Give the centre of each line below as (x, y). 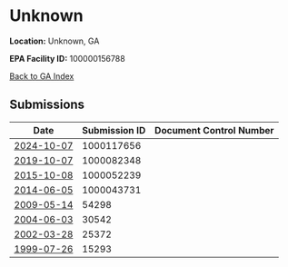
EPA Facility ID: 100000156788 (67, 58)
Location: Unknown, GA (55, 41)
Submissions (47, 105)
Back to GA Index (42, 76)
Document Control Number (214, 130)
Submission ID (114, 130)
